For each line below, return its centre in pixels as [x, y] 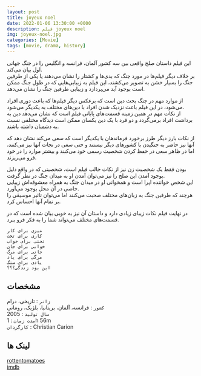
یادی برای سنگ [25, 262]
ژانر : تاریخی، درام [29, 301]
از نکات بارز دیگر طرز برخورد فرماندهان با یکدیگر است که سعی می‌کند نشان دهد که [101, 138]
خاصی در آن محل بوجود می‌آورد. [43, 188]
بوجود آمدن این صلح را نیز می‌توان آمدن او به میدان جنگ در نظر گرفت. [86, 175]
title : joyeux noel [31, 18]
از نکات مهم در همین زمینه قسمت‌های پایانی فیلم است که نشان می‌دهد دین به [94, 113]
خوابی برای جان [26, 246]
